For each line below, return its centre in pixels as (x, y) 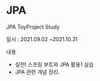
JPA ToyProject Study (33, 27)
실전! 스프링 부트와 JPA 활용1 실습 (54, 64)
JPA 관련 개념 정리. (37, 71)
